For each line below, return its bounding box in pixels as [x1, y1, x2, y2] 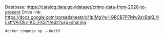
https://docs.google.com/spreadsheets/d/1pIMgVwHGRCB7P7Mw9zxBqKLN [5, 14, 159, 20]
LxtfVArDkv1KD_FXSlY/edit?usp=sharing [5, 19, 86, 25]
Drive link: [21, 9, 42, 15]
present [5, 9, 21, 15]
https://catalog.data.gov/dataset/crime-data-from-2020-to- [26, 4, 147, 10]
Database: [5, 4, 26, 10]
